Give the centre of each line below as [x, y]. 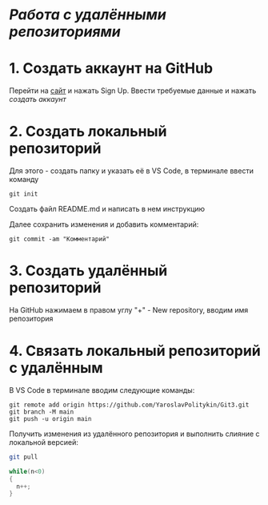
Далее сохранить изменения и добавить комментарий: [104, 224]
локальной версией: [44, 442]
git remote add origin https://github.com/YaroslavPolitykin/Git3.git [129, 405]
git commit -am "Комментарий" [60, 239]
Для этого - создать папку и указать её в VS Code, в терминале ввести [132, 171]
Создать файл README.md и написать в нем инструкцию [107, 209]
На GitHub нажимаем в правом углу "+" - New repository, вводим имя [129, 310]
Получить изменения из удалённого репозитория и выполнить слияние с [134, 434]
